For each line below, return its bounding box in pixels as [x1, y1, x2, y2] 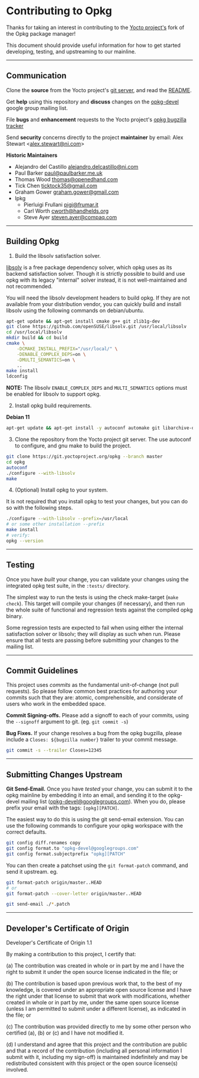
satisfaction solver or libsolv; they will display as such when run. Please [6, 630, 181, 637]
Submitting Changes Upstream [6, 770, 123, 780]
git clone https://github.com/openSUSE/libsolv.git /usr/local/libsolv [6, 324, 187, 330]
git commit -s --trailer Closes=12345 [6, 748, 102, 754]
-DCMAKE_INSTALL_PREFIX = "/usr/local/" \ [17, 346, 118, 352]
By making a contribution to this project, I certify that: [6, 951, 136, 958]
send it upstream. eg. [6, 868, 58, 875]
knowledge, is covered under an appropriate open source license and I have [6, 986, 192, 994]
